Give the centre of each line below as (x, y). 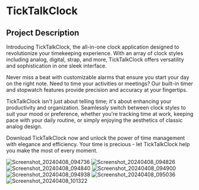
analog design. (24, 126)
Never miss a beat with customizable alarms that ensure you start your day (98, 77)
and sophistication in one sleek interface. (56, 66)
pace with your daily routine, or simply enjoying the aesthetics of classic (94, 120)
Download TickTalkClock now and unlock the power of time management (96, 138)
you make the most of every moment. (52, 150)
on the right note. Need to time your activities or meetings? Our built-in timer (100, 83)
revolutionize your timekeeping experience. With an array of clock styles (95, 53)
